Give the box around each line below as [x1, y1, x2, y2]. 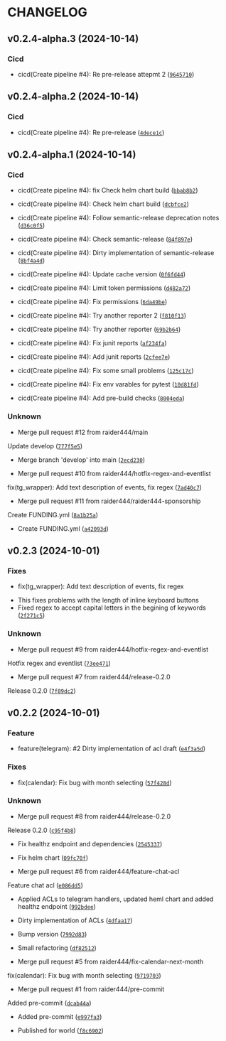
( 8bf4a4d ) [17, 257, 45, 265]
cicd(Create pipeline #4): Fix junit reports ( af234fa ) [17, 339, 167, 347]
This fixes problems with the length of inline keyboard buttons [17, 596, 199, 605]
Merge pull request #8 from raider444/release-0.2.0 [17, 811, 171, 821]
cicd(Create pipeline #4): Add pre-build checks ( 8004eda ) [17, 394, 185, 402]
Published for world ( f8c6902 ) [17, 1026, 104, 1035]
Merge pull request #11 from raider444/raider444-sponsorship [17, 497, 201, 505]
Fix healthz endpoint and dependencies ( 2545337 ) [17, 839, 163, 848]
